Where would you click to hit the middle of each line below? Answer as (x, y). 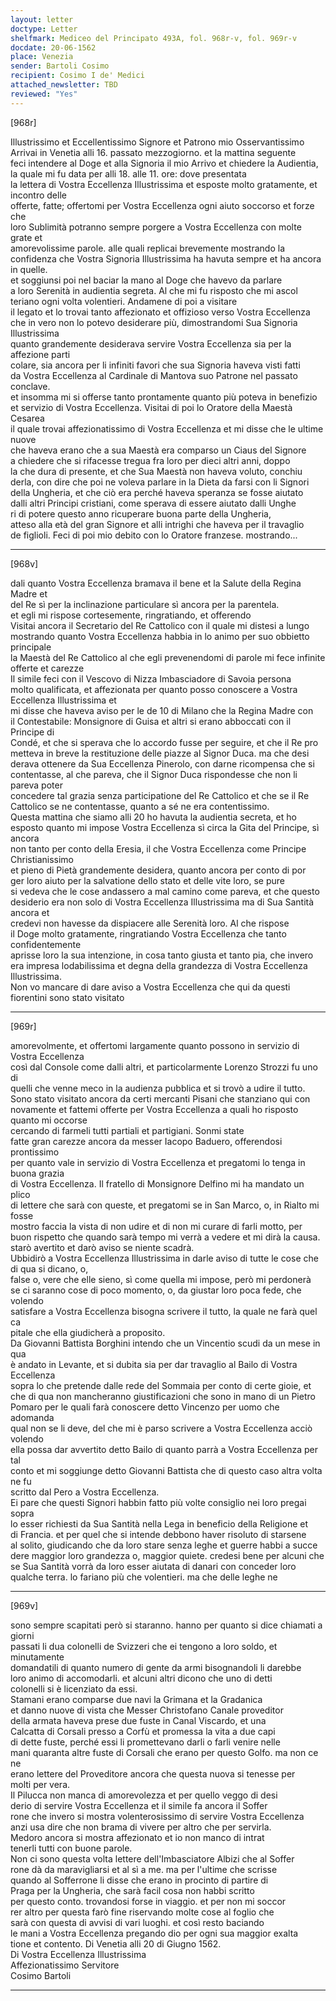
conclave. (30, 386)
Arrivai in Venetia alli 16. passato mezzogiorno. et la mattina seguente (153, 152)
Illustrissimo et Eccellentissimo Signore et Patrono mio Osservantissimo (157, 142)
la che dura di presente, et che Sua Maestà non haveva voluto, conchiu (156, 471)
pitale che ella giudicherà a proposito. (88, 1332)
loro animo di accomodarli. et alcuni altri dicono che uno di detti (141, 1678)
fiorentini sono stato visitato (67, 997)
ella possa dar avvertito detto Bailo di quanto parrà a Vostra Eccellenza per (164, 1449)
